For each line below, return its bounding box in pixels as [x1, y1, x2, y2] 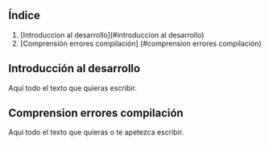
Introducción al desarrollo [8, 62, 141, 75]
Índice [8, 9, 40, 22]
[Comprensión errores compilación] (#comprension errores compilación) [19, 38, 262, 48]
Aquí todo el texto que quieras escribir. [8, 83, 137, 93]
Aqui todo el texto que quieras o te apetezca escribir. [8, 127, 184, 137]
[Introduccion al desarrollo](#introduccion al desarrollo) [19, 30, 205, 39]
